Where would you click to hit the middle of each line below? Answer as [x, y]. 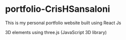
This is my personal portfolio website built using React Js [63, 23]
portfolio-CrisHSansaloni [58, 9]
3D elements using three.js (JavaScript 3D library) [56, 32]
